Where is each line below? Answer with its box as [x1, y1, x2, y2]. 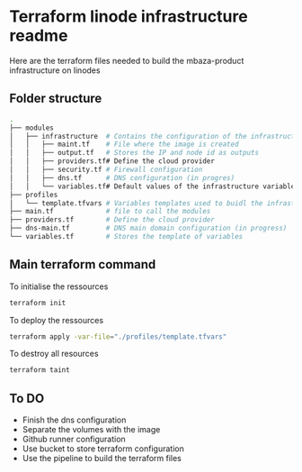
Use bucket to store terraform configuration [22, 443, 184, 454]
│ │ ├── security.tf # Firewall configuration [9, 165, 203, 174]
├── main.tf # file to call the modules [9, 207, 211, 216]
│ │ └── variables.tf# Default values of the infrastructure [9, 182, 259, 191]
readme [9, 25, 68, 46]
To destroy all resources [9, 349, 99, 359]
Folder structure [9, 91, 102, 106]
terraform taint [9, 366, 70, 375]
